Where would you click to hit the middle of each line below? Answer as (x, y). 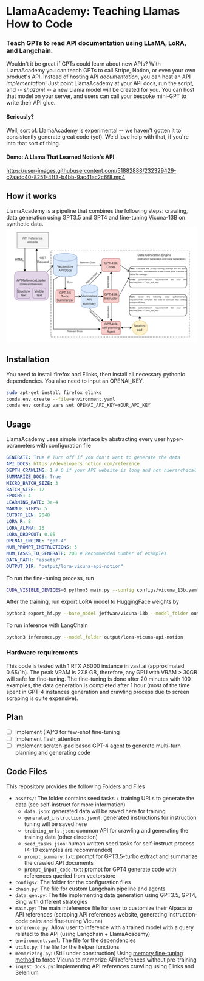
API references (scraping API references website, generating (91, 914)
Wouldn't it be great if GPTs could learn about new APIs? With (83, 64)
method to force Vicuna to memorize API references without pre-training (106, 960)
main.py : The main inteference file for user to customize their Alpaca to (104, 908)
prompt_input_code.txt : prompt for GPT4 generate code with (100, 869)
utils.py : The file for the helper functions (67, 946)
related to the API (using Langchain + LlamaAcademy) (83, 934)
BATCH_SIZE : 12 (25, 490)
